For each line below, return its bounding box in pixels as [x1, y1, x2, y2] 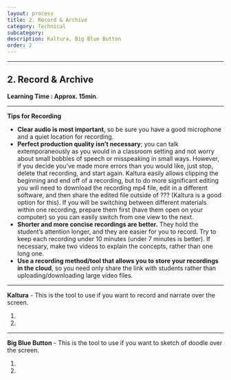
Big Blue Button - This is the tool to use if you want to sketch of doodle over [7, 338, 223, 347]
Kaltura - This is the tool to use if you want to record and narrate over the [7, 291, 215, 299]
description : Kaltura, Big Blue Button [7, 36, 122, 43]
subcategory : [7, 29, 45, 36]
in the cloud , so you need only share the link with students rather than [16, 264, 217, 272]
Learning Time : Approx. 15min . [7, 92, 98, 100]
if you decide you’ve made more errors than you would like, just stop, [16, 161, 214, 170]
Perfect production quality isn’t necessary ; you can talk [16, 139, 179, 148]
